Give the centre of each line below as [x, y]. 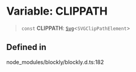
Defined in [27, 47]
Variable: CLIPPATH [57, 11]
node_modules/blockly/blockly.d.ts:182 [55, 62]
